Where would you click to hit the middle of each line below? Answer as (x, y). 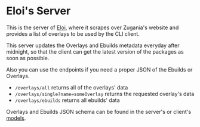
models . (16, 118)
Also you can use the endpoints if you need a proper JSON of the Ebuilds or (99, 69)
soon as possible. (28, 58)
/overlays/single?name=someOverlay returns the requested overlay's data (104, 94)
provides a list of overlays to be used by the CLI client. (73, 33)
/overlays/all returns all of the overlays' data (71, 87)
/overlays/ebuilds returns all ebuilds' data (67, 100)
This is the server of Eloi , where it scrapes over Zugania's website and (93, 27)
